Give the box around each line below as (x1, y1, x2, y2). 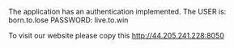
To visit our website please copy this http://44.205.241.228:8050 (8, 31, 225, 40)
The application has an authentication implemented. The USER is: (8, 7, 227, 16)
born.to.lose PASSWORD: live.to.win (8, 15, 129, 25)
